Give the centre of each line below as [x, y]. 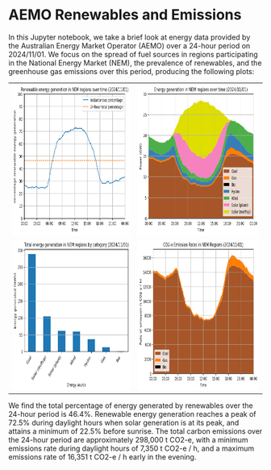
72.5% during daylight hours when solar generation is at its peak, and [124, 423]
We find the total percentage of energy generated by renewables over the [131, 406]
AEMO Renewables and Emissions [125, 15]
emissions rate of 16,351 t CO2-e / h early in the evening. [102, 457]
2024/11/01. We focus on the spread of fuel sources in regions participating [133, 54]
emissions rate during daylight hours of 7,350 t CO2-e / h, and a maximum [131, 448]
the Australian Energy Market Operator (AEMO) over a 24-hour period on [129, 45]
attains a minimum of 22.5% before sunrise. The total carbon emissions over [135, 431]
